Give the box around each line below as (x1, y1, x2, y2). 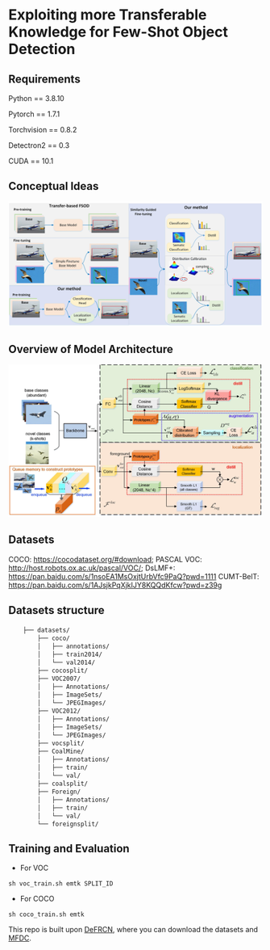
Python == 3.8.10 (8, 94, 64, 103)
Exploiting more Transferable (8, 6, 207, 24)
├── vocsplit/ (37, 739, 85, 747)
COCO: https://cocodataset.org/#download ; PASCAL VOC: (8, 554, 203, 564)
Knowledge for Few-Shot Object (8, 23, 228, 41)
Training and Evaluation (8, 842, 131, 855)
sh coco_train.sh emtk (8, 910, 85, 918)
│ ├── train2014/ (37, 650, 103, 658)
